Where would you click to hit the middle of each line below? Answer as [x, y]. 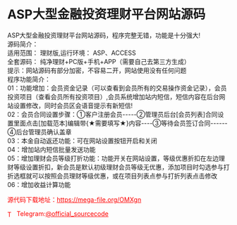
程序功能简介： [29, 79]
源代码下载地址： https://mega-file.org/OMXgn [74, 199]
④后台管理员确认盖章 [39, 131]
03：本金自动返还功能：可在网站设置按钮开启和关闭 [82, 141]
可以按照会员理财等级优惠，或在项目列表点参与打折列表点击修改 [124, 176]
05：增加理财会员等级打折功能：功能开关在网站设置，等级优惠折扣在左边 [113, 158]
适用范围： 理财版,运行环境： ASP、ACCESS [72, 53]
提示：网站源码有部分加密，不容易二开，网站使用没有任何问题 [97, 70]
